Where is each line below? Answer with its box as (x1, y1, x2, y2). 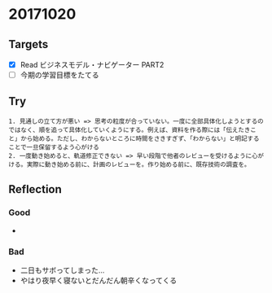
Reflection (8, 182, 63, 196)
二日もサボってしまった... (20, 265, 105, 275)
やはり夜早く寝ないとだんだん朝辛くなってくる (20, 275, 178, 285)
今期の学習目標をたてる (20, 70, 99, 80)
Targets (8, 37, 49, 51)
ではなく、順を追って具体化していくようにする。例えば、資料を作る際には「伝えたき (8, 125, 251, 134)
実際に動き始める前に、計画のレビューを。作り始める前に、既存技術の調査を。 (26, 160, 251, 168)
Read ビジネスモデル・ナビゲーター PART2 (20, 60, 165, 69)
